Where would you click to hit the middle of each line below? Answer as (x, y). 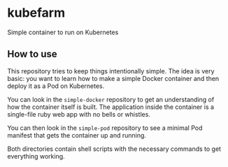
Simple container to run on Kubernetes (63, 32)
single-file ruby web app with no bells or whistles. (79, 114)
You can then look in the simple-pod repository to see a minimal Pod (105, 128)
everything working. (36, 156)
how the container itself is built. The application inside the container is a (111, 107)
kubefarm (36, 13)
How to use (32, 54)
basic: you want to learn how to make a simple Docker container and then (113, 78)
